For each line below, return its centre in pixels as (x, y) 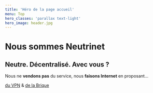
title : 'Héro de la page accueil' (40, 9)
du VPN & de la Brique (27, 85)
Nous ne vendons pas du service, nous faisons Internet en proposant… (77, 76)
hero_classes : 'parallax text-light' (43, 18)
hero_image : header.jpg (29, 23)
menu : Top (15, 14)
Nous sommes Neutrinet (55, 47)
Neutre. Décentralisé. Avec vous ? (57, 64)
